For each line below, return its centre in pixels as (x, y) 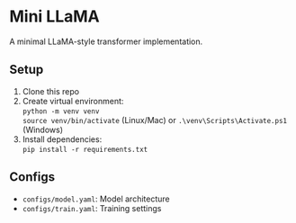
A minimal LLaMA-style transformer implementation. (106, 41)
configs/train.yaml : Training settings (92, 208)
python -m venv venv (61, 111)
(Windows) (43, 129)
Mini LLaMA (55, 17)
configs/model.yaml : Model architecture (96, 199)
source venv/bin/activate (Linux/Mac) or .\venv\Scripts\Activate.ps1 (155, 120)
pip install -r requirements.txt (85, 149)
